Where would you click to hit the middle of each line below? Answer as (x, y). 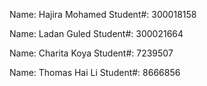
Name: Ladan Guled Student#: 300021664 (96, 33)
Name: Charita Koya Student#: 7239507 (91, 53)
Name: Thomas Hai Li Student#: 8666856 (95, 72)
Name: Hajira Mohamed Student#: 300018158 (103, 14)
